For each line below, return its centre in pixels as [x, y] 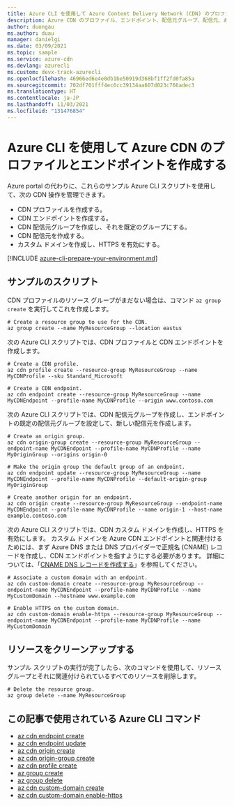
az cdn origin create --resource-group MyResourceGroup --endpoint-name [115, 503]
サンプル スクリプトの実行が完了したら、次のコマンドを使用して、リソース [114, 668]
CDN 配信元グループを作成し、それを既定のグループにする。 [104, 227]
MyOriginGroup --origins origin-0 [57, 454]
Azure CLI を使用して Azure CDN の [110, 148]
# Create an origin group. [46, 436]
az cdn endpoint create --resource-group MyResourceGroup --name [104, 394]
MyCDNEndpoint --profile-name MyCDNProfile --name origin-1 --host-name [115, 509]
